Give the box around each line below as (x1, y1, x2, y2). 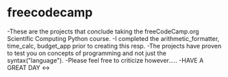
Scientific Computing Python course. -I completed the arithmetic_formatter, (7, 34, 220, 42)
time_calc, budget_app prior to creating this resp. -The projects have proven (7, 42, 222, 50)
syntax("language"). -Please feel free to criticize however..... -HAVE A (7, 56, 204, 64)
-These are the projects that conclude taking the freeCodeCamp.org (7, 27, 200, 35)
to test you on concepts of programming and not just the (7, 49, 166, 57)
